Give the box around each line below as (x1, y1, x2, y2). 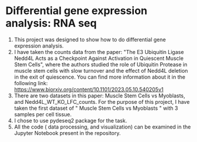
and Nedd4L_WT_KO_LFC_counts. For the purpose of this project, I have (14, 98, 190, 105)
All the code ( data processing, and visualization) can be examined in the (14, 123, 191, 130)
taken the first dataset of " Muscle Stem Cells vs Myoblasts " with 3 (14, 104, 178, 111)
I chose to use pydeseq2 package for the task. (14, 117, 127, 124)
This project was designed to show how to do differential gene (14, 36, 166, 43)
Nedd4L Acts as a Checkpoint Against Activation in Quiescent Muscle (14, 55, 184, 62)
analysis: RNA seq (5, 16, 97, 30)
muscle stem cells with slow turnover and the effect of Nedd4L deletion (14, 67, 188, 74)
